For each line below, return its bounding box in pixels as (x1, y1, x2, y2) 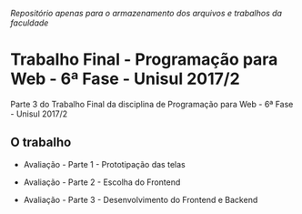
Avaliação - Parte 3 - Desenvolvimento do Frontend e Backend (23, 194, 258, 205)
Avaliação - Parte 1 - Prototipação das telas (23, 158, 186, 169)
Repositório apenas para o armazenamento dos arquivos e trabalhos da (10, 8, 283, 18)
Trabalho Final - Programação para (10, 49, 278, 70)
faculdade (10, 17, 49, 28)
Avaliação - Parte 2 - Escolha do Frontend (23, 177, 181, 188)
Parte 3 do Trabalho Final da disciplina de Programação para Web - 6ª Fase (10, 98, 294, 109)
